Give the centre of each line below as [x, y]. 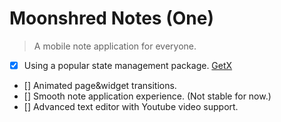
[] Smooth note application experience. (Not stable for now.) [147, 96]
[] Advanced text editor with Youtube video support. [131, 106]
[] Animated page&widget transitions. [100, 85]
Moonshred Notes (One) [111, 18]
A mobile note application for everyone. [115, 46]
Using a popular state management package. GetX [128, 65]
